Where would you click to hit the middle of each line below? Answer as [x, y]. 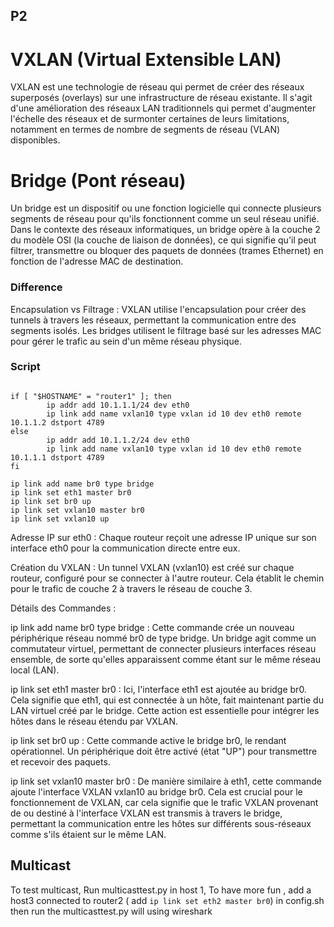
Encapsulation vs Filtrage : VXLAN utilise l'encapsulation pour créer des [158, 309]
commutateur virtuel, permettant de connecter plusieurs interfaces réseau [163, 648]
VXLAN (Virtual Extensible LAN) [146, 59]
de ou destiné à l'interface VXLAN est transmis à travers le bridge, [146, 813]
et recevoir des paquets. [60, 761]
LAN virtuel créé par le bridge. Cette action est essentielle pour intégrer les [165, 710]
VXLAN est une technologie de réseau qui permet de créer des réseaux [157, 87]
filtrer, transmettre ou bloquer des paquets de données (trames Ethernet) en [167, 251]
